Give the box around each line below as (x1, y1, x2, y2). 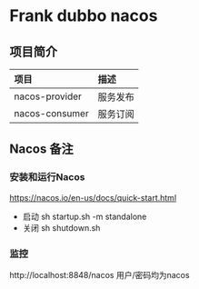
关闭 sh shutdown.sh (22, 222, 101, 233)
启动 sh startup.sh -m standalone (22, 211, 147, 222)
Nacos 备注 (9, 142, 75, 157)
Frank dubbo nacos (9, 5, 158, 26)
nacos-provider (14, 90, 82, 103)
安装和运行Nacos (9, 171, 85, 184)
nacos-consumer (14, 107, 89, 119)
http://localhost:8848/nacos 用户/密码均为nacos (9, 269, 190, 280)
